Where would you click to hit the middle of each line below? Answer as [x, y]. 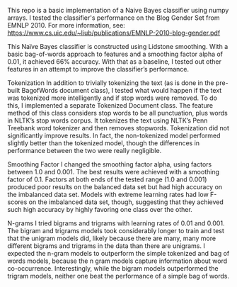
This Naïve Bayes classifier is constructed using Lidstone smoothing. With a [118, 46]
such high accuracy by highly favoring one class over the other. [100, 209]
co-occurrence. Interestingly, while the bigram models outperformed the [113, 268]
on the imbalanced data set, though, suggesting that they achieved [126, 202]
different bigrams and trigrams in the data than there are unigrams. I [106, 246]
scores [17, 202]
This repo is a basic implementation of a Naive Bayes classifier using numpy [118, 10]
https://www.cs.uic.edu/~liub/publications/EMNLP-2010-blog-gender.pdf [114, 33]
